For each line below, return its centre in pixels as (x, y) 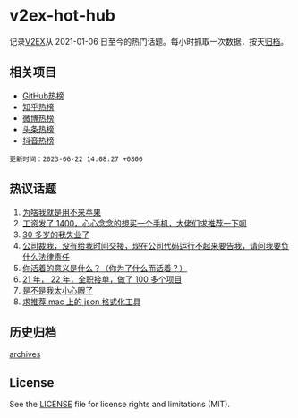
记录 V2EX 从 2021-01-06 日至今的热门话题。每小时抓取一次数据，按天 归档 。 (149, 41)
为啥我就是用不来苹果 (61, 212)
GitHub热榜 (43, 96)
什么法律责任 (46, 257)
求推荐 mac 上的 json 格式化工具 (81, 302)
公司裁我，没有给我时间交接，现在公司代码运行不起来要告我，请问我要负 (155, 245)
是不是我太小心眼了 (58, 290)
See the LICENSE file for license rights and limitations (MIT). (120, 405)
